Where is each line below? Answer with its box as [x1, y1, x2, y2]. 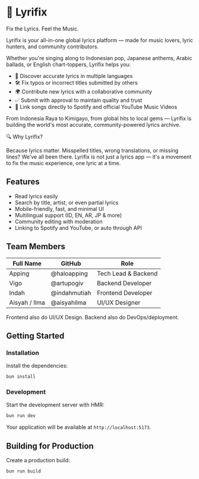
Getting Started [6, 331, 65, 341]
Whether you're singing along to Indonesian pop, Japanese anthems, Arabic [6, 54, 192, 61]
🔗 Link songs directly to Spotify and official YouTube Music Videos [14, 103, 178, 110]
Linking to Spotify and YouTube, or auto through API [14, 224, 143, 231]
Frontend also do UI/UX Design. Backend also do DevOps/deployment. [6, 313, 179, 321]
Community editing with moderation [14, 217, 103, 225]
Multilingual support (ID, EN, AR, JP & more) [14, 211, 122, 219]
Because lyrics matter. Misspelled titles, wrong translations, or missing [6, 147, 179, 154]
